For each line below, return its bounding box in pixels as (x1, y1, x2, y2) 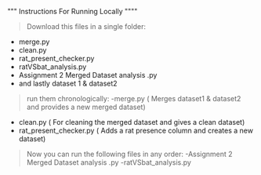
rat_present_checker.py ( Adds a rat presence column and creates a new (18, 126, 254, 135)
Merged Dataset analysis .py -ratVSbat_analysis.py (26, 158, 191, 167)
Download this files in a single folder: (26, 22, 147, 31)
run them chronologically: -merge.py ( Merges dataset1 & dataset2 (26, 94, 241, 103)
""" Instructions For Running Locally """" (7, 7, 138, 16)
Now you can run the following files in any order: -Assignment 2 (26, 149, 233, 159)
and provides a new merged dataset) (26, 102, 146, 111)
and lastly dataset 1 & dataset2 (18, 78, 118, 88)
